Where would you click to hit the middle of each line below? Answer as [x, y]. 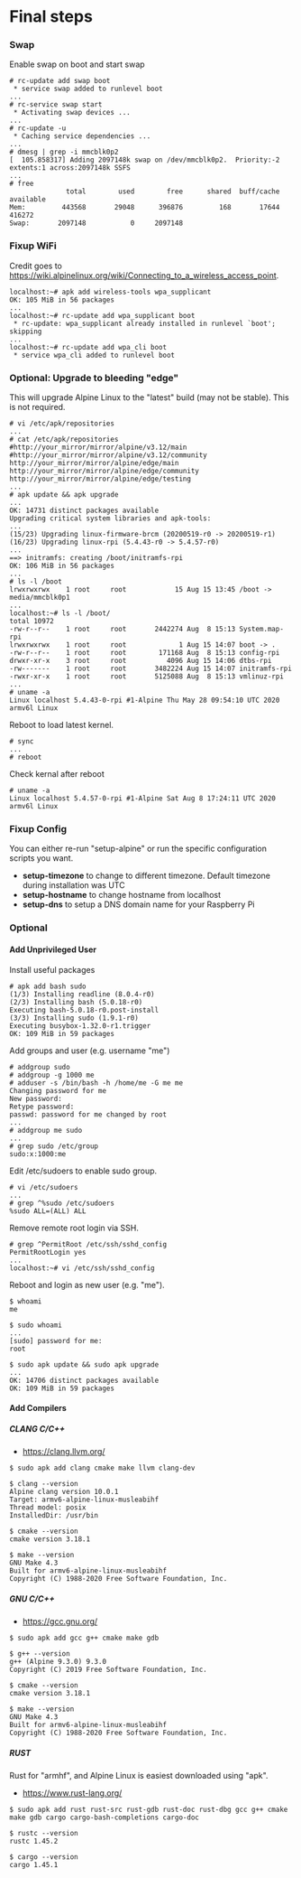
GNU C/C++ [32, 1598]
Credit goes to [36, 266]
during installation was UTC [73, 885]
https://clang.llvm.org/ [64, 1452]
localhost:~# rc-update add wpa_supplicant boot [102, 315]
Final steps [51, 17]
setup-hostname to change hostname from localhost [122, 895]
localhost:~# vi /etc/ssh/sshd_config [82, 1268]
